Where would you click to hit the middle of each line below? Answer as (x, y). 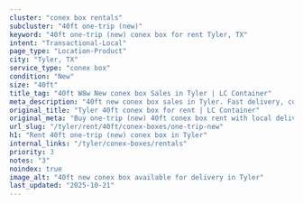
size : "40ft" (34, 85)
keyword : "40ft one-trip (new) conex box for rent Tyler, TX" (129, 34)
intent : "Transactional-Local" (68, 43)
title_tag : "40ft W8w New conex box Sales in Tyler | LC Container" (141, 93)
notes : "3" (30, 160)
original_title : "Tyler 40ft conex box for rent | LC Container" (134, 110)
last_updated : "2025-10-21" (62, 186)
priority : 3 (32, 152)
